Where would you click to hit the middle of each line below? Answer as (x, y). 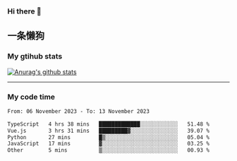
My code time (31, 97)
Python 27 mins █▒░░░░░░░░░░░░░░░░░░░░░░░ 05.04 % (109, 137)
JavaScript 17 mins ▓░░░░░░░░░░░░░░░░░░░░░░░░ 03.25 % (109, 144)
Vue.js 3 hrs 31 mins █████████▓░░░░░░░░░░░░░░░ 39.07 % (109, 131)
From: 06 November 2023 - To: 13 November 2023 (79, 111)
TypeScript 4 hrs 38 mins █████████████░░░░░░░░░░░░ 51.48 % (109, 124)
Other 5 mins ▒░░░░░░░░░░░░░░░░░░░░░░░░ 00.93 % (109, 150)
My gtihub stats (35, 56)
